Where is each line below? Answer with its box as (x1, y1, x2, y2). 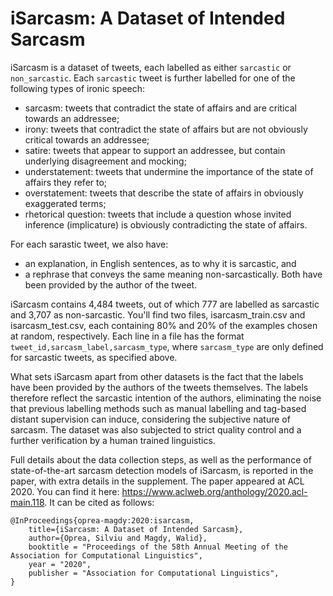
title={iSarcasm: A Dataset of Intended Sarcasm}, (28, 524, 244, 534)
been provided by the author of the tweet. (24, 278, 198, 291)
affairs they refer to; (24, 176, 108, 188)
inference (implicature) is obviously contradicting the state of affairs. (24, 218, 308, 231)
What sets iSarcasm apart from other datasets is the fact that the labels (10, 370, 304, 382)
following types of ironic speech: (10, 82, 146, 94)
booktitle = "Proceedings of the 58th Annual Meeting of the (28, 542, 288, 552)
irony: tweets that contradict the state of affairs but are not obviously (24, 123, 308, 135)
